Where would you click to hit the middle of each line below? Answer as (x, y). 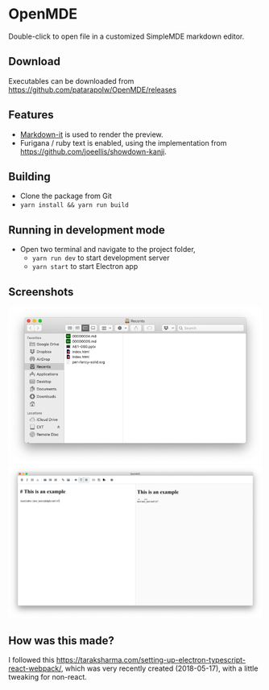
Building (29, 177)
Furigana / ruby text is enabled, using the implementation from (123, 143)
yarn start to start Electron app (85, 266)
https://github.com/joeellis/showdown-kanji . (93, 151)
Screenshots (41, 292)
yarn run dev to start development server (101, 258)
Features (31, 115)
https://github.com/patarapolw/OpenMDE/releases (93, 89)
